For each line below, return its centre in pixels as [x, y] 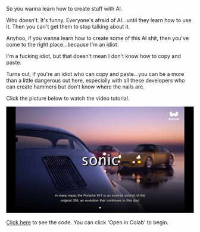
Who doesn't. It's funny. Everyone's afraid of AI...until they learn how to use [99, 20]
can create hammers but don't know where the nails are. [75, 87]
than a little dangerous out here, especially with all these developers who [96, 80]
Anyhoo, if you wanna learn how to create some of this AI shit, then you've [98, 38]
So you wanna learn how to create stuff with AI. [64, 9]
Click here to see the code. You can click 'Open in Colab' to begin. [87, 222]
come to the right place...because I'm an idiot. [62, 45]
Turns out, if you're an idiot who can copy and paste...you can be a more [95, 74]
